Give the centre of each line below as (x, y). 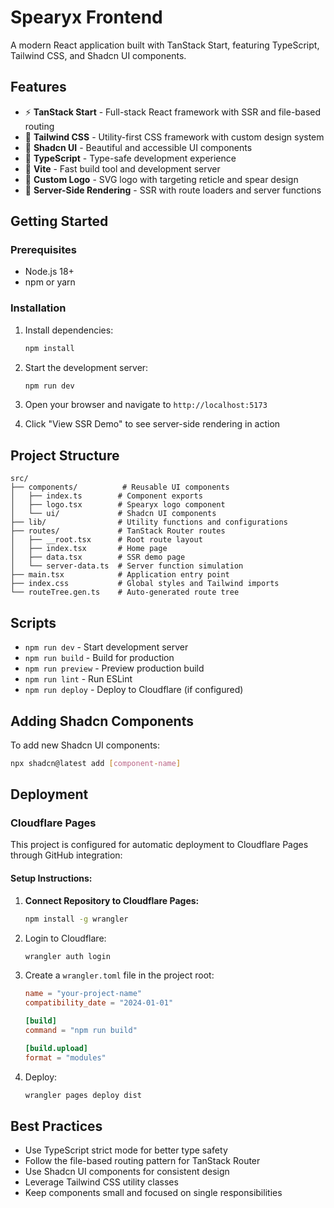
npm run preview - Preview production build (114, 668)
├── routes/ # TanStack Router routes (118, 531)
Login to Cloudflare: (65, 938)
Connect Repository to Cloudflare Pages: (112, 900)
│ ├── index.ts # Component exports (106, 496)
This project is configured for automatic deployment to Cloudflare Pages (159, 845)
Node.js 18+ (49, 272)
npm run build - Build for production (99, 658)
